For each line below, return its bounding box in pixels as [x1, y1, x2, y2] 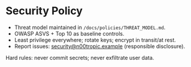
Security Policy [5, 4, 83, 18]
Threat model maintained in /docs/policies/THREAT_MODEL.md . [14, 24, 166, 31]
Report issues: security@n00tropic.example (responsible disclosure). [14, 43, 186, 50]
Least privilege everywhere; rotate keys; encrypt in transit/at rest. [14, 36, 176, 43]
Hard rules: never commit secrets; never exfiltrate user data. [5, 54, 154, 61]
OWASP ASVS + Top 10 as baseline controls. [14, 30, 125, 37]
